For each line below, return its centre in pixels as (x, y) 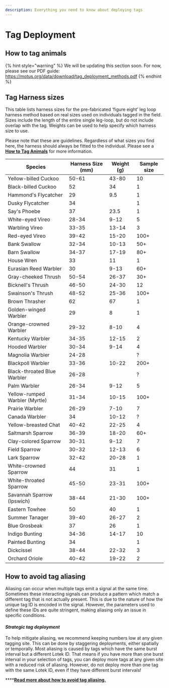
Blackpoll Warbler (28, 363)
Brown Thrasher (27, 301)
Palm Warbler (24, 386)
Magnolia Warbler (29, 355)
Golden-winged (27, 309)
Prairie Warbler (26, 409)
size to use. (17, 131)
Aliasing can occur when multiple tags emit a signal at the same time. (77, 589)
